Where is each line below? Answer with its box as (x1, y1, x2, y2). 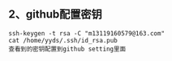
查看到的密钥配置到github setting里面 (8, 45, 127, 53)
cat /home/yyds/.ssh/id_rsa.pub (8, 36, 118, 44)
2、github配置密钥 (8, 7, 103, 22)
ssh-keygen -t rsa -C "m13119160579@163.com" (8, 29, 165, 38)
